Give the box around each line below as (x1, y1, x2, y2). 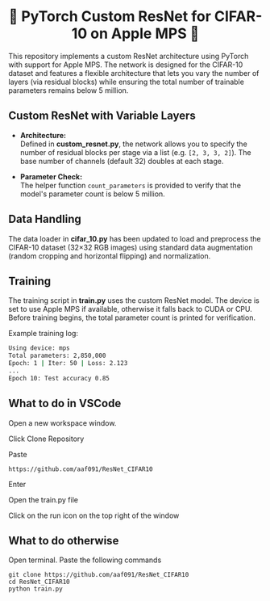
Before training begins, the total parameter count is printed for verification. (8, 313, 256, 322)
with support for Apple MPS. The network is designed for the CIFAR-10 (8, 60, 243, 69)
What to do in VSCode (8, 397, 122, 410)
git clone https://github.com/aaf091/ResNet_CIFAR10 (8, 571, 189, 579)
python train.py (8, 585, 63, 593)
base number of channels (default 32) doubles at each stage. (19, 156, 224, 166)
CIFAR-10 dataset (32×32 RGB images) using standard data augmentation (8, 242, 253, 252)
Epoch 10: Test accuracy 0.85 (8, 374, 110, 382)
